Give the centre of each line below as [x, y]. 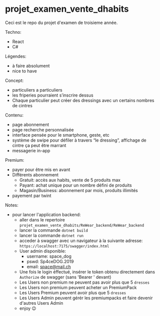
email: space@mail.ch [49, 267]
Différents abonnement [35, 174]
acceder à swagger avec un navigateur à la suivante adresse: [81, 241]
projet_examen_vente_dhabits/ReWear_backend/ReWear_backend [82, 225]
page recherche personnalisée [43, 130]
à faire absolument [31, 66]
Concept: [14, 80]
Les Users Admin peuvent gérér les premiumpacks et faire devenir [86, 298]
